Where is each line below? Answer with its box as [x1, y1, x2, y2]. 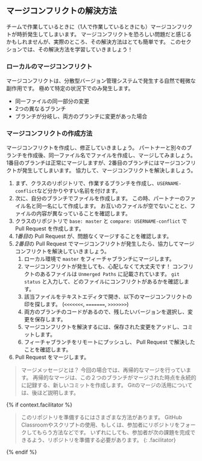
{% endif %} [6, 448, 37, 456]
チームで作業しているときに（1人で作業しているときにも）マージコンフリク [6, 23, 193, 30]
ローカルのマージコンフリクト [6, 62, 93, 71]
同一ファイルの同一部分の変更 [14, 97, 89, 105]
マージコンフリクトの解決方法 [6, 5, 117, 16]
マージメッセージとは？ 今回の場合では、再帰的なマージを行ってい [21, 367, 186, 374]
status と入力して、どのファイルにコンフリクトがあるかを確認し [24, 278, 184, 286]
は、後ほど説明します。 [21, 389, 80, 396]
